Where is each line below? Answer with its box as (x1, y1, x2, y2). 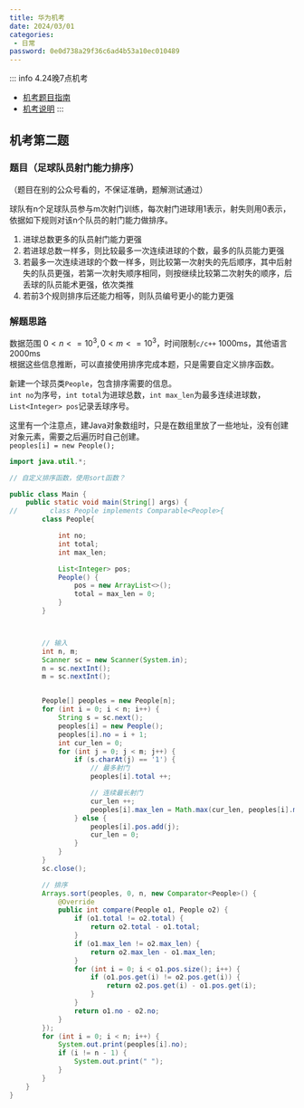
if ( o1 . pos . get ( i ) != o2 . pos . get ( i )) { (90, 973, 242, 982)
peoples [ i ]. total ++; (90, 772, 172, 781)
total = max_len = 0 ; (73, 590, 156, 599)
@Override (57, 897, 95, 906)
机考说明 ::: (22, 103, 64, 114)
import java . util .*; (9, 457, 88, 466)
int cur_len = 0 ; (57, 738, 124, 747)
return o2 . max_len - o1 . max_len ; (90, 947, 217, 957)
